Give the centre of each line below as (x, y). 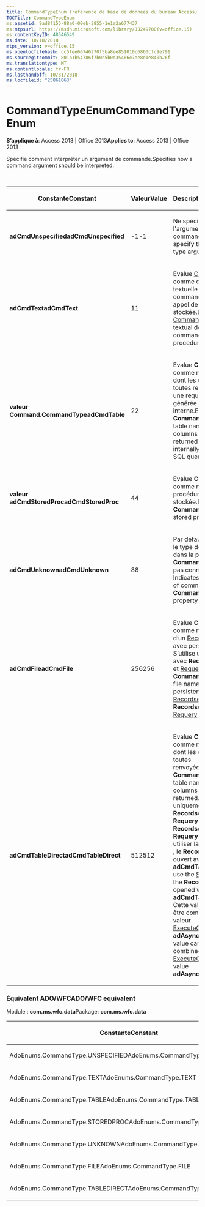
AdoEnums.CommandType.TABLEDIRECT (69, 1189)
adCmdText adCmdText (44, 308)
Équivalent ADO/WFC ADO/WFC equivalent (71, 998)
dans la (183, 555)
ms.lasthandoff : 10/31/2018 (42, 75)
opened (184, 890)
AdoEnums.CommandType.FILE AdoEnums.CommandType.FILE (100, 1167)
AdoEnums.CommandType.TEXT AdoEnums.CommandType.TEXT (103, 1078)
